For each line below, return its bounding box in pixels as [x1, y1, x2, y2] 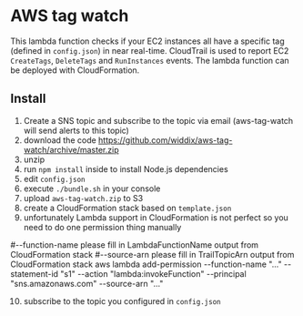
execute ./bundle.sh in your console [23, 183, 161, 194]
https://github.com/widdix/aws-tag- [97, 134, 233, 146]
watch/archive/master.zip [23, 144, 119, 155]
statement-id [10, 268, 58, 279]
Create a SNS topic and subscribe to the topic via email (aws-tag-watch [23, 115, 294, 126]
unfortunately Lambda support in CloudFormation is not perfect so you [23, 211, 289, 223]
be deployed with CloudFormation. [10, 65, 140, 76]
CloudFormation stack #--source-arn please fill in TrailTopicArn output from [10, 249, 295, 260]
